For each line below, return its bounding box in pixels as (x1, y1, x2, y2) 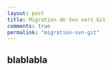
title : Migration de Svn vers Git (7, 16, 107, 23)
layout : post (7, 10, 45, 17)
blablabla (7, 54, 48, 65)
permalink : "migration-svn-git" (7, 29, 100, 36)
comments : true (7, 22, 51, 29)
